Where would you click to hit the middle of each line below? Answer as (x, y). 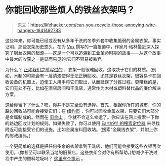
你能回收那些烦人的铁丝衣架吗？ (70, 10)
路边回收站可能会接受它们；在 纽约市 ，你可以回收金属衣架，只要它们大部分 (82, 111)
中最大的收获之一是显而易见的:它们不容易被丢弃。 (56, 59)
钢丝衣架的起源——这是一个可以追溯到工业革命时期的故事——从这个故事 (87, 53)
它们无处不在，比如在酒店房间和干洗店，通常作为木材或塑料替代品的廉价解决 (83, 88)
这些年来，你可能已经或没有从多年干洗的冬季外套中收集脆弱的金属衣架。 (79, 41)
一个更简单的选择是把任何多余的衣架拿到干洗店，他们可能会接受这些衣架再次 (83, 146)
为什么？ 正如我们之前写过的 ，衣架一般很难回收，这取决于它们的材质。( (79, 69)
